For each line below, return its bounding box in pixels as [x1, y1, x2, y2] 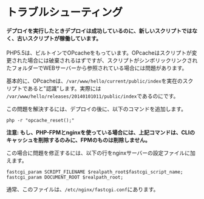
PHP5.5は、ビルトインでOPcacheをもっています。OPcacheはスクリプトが [6, 49, 192, 56]
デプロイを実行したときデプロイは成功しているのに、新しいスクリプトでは [6, 27, 192, 34]
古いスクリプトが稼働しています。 [16, 35, 102, 42]
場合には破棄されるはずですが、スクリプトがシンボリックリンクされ [27, 57, 198, 64]
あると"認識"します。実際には [27, 85, 101, 92]
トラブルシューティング [6, 5, 123, 19]
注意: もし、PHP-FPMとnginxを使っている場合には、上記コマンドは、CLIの [6, 129, 195, 137]
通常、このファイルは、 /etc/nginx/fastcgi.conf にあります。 [6, 186, 159, 193]
